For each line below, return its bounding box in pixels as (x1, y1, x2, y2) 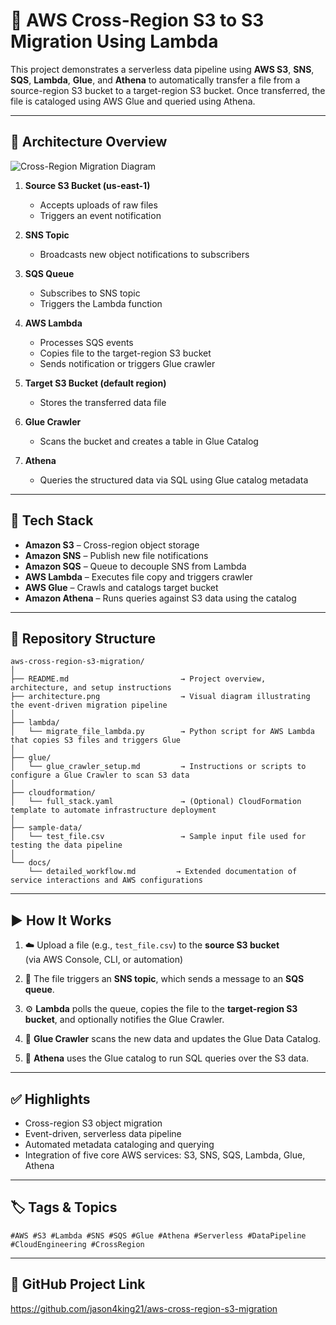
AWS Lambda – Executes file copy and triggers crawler (24, 570, 253, 583)
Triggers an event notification (39, 209, 162, 221)
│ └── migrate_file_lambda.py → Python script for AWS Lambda (10, 727, 315, 737)
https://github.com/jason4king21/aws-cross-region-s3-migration (10, 1302, 278, 1314)
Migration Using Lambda (10, 30, 219, 53)
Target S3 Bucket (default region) (24, 377, 167, 389)
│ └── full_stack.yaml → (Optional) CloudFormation (10, 797, 302, 807)
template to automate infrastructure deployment (10, 805, 217, 816)
